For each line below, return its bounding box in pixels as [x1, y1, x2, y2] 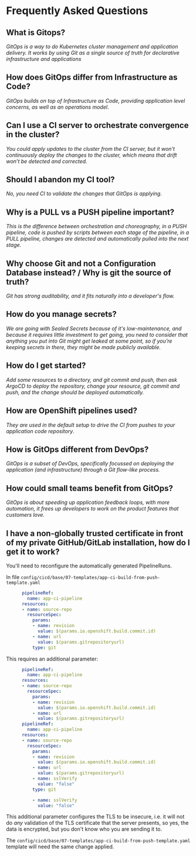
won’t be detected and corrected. [6, 157, 87, 165]
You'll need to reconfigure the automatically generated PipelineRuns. [6, 562, 172, 569]
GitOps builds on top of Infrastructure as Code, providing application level [6, 97, 185, 104]
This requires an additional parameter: [6, 655, 99, 662]
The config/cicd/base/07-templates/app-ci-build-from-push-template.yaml [6, 837, 191, 844]
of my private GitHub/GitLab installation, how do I [6, 537, 190, 547]
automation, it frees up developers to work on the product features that [6, 505, 179, 512]
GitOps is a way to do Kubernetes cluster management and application [6, 43, 178, 50]
